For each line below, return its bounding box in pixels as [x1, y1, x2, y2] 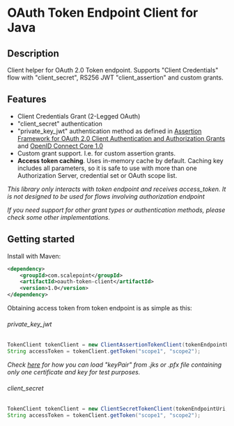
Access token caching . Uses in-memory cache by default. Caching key [17, 156, 224, 165]
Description [7, 47, 59, 59]
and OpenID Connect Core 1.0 [17, 142, 103, 150]
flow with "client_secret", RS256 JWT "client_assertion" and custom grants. [7, 73, 224, 82]
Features [7, 93, 47, 105]
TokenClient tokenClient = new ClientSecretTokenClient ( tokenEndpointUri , [7, 406, 229, 413]
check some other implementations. [7, 213, 110, 221]
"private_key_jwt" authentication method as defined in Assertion [17, 127, 202, 135]
